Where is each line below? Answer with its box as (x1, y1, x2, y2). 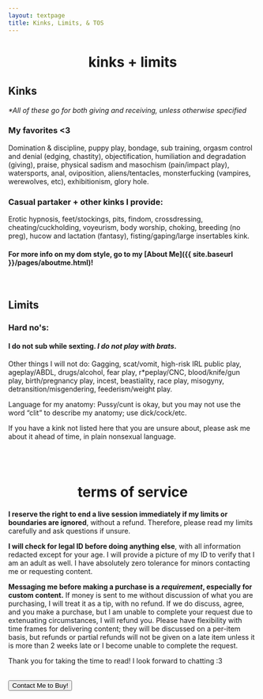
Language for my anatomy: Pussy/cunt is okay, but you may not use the (8, 399, 241, 409)
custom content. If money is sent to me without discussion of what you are (8, 590, 254, 599)
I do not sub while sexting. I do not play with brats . (8, 342, 177, 351)
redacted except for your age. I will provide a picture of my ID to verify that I (8, 550, 255, 559)
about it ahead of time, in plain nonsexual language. (8, 432, 176, 441)
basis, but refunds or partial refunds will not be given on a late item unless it (8, 632, 255, 641)
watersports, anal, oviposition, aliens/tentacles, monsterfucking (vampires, (8, 168, 251, 178)
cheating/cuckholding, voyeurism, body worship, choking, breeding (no (8, 223, 241, 232)
